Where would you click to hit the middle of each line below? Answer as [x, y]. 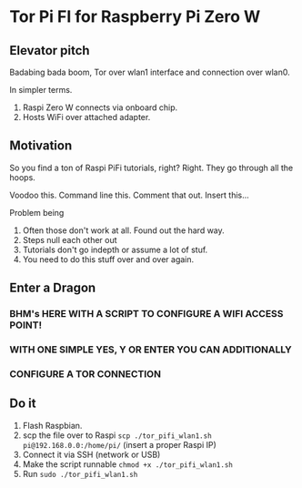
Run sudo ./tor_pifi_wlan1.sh [80, 473]
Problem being [37, 212]
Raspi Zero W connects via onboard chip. [100, 107]
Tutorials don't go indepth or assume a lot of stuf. [115, 249]
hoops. [23, 177]
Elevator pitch [50, 51]
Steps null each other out [70, 239]
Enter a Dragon [53, 288]
